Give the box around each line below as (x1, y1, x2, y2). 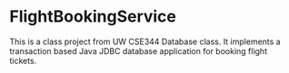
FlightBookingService (9, 6, 177, 27)
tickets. (9, 55, 37, 66)
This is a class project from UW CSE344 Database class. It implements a (9, 36, 281, 47)
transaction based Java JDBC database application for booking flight (9, 45, 268, 56)
